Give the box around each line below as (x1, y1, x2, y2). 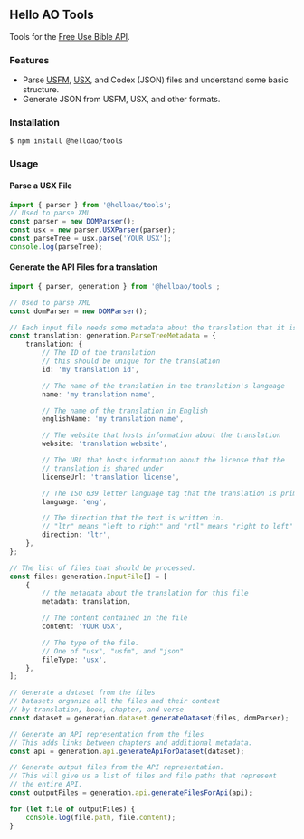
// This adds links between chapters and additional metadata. (9, 738, 253, 748)
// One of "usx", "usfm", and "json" (42, 646, 184, 655)
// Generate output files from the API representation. (9, 763, 224, 772)
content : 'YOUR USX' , (42, 622, 124, 632)
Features (9, 53, 50, 66)
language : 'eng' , (42, 497, 107, 506)
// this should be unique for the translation (42, 357, 221, 366)
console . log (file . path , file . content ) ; (25, 813, 176, 822)
